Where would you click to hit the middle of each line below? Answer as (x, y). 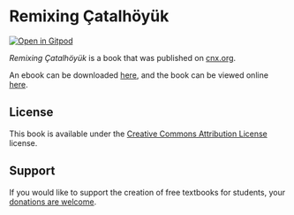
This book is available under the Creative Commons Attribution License (138, 134)
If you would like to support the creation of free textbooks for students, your (147, 192)
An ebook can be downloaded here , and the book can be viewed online (139, 75)
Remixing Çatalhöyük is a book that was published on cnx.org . (123, 58)
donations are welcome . (53, 202)
